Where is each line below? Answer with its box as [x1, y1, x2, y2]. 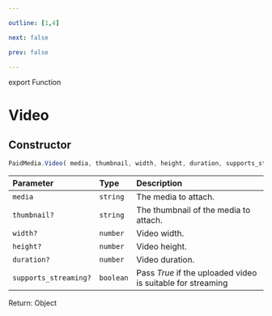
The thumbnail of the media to [136, 204, 251, 216]
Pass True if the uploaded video [136, 267, 257, 279]
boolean [99, 273, 129, 283]
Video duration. [136, 254, 195, 266]
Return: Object [8, 298, 57, 308]
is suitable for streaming [136, 277, 228, 288]
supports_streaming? [12, 273, 91, 283]
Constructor [8, 138, 71, 152]
